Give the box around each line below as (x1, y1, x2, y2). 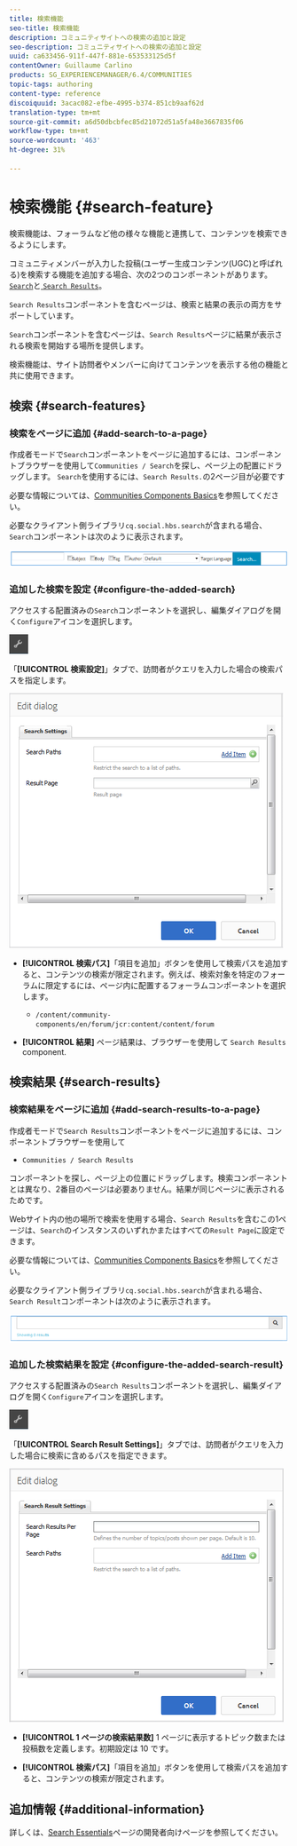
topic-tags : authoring (9, 80, 93, 89)
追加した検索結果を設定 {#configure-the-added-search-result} (9, 1359, 284, 1371)
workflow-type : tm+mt (9, 127, 90, 136)
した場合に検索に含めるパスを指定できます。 (9, 1450, 172, 1461)
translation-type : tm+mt (9, 107, 101, 117)
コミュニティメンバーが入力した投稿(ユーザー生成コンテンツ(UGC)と (9, 257, 260, 268)
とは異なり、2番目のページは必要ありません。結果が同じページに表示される (9, 1184, 285, 1194)
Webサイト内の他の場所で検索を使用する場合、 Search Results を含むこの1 (9, 1213, 279, 1224)
